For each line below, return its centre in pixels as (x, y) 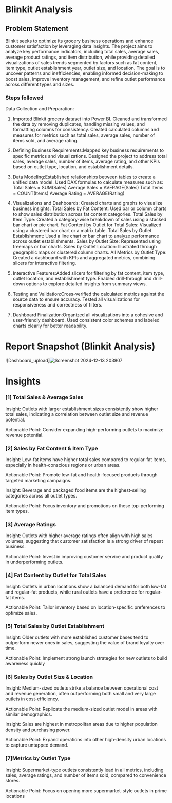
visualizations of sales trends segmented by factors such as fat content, (81, 62)
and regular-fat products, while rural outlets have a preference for (75, 592)
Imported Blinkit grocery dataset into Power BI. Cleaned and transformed (90, 119)
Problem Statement (37, 28)
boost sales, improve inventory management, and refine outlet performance (85, 79)
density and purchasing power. (38, 730)
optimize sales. (21, 613)
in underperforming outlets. (34, 562)
